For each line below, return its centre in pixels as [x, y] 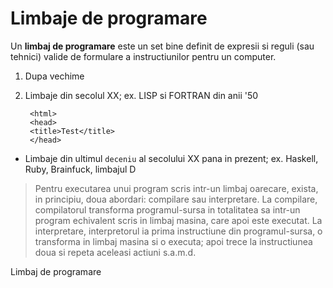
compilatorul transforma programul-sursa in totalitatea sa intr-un [167, 209]
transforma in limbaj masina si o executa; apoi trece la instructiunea [173, 241]
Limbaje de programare [109, 18]
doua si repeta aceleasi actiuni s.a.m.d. [115, 252]
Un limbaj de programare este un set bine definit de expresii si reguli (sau [162, 46]
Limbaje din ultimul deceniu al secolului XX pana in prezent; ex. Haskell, [171, 158]
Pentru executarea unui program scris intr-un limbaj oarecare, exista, [176, 188]
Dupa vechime [54, 76]
